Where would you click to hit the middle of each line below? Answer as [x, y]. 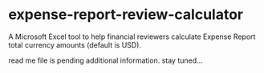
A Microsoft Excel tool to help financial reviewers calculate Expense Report [132, 36]
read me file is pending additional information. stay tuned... [106, 60]
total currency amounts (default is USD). [75, 44]
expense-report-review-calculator [126, 15]
